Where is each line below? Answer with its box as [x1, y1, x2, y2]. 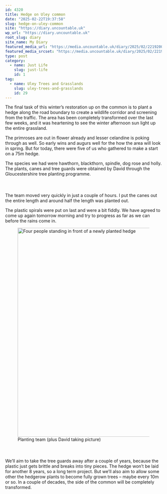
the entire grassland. [5, 125, 48, 131]
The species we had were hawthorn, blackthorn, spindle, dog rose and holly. [5, 160, 162, 167]
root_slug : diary [5, 35, 41, 40]
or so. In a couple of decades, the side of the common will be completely [5, 479, 155, 485]
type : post [5, 53, 28, 59]
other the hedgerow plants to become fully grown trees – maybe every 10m [5, 474, 159, 480]
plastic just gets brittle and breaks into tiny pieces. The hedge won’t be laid [5, 463, 159, 469]
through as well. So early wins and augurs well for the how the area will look [5, 140, 161, 146]
